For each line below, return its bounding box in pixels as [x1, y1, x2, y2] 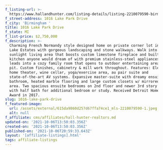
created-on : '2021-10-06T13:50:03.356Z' [5, 124, 88, 129]
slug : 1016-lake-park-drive [5, 97, 62, 102]
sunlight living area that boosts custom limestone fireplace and [9, 52, 147, 57]
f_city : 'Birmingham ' [5, 20, 51, 26]
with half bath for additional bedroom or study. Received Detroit [9, 88, 149, 93]
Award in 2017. [9, 92, 40, 97]
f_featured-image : [5, 102, 42, 106]
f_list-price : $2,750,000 [5, 34, 57, 39]
